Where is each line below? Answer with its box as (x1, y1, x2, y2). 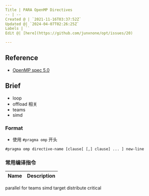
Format (5, 124, 23, 131)
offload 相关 (12, 101, 37, 107)
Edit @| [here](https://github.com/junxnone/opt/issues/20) (5, 31, 133, 36)
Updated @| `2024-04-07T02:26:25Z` (5, 21, 79, 27)
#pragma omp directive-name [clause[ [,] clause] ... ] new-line (5, 146, 144, 151)
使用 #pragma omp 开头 (12, 136, 57, 142)
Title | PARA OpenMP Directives (5, 7, 72, 13)
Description (26, 172, 56, 179)
